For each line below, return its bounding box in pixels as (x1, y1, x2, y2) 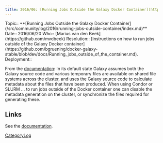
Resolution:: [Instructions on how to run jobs (66, 36, 155, 42)
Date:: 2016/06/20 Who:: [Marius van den (5, 30, 88, 36)
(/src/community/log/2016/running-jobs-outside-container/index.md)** (5, 25, 147, 31)
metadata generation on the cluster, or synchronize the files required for (5, 91, 149, 97)
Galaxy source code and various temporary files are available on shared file (5, 71, 156, 76)
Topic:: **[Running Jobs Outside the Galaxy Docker (5, 20, 109, 26)
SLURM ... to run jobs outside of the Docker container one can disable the (5, 86, 152, 92)
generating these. (5, 96, 40, 102)
